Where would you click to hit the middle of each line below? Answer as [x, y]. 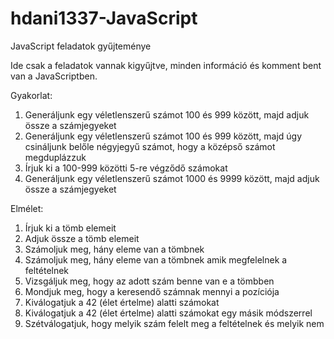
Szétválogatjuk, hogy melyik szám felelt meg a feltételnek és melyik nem [174, 323]
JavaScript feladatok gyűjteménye [81, 46]
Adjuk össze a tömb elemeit [82, 238]
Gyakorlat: [31, 95]
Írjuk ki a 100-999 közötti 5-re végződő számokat [126, 168]
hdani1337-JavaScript [104, 18]
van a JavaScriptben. [54, 76]
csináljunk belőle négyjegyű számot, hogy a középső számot [150, 146]
